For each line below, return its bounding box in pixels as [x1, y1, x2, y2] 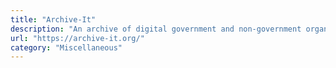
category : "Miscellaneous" [10, 42, 123, 53]
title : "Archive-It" [10, 14, 97, 25]
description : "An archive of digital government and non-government [10, 24, 302, 34]
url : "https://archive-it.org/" [10, 33, 145, 43]
